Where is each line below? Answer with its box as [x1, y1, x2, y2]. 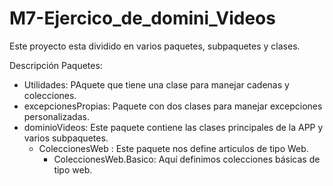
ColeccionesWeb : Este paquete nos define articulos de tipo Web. [38, 142, 309, 154]
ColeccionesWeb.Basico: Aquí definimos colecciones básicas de [53, 153, 321, 165]
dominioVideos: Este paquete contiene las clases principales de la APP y [23, 121, 324, 133]
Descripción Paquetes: [9, 59, 103, 71]
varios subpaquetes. [23, 132, 109, 144]
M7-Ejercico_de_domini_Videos [9, 7, 276, 30]
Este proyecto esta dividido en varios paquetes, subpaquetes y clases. [9, 40, 301, 52]
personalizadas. [23, 110, 90, 122]
